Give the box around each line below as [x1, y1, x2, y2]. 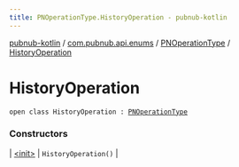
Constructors [9, 128, 68, 140]
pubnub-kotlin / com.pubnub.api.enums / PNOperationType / [9, 37, 231, 48]
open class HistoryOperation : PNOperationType [9, 107, 189, 116]
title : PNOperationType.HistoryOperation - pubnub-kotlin [9, 12, 227, 22]
